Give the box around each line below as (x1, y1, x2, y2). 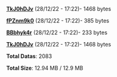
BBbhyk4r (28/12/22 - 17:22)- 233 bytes (6, 29, 108, 36)
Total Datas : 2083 (6, 53, 52, 60)
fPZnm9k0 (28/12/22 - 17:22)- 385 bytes (6, 17, 110, 24)
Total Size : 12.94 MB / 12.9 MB (6, 64, 83, 71)
